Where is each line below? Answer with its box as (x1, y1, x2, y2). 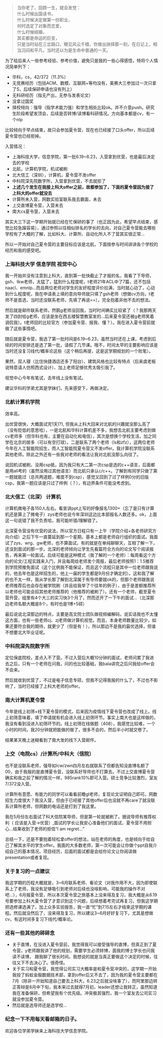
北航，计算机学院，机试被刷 (12, 166, 68, 172)
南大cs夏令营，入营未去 (12, 209, 60, 214)
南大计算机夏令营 (5, 697, 45, 704)
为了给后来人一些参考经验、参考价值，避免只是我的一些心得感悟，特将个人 (5, 58, 154, 63)
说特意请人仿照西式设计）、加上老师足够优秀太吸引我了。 (5, 364, 118, 370)
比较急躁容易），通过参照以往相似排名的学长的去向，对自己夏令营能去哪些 (9, 225, 156, 231)
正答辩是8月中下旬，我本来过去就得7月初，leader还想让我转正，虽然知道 (12, 984, 158, 990)
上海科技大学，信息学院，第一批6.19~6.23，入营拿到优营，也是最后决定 (12, 154, 155, 160)
